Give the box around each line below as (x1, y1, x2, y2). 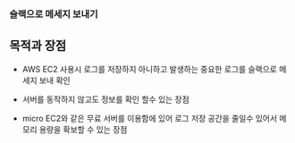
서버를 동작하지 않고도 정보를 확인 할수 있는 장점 (21, 94, 190, 105)
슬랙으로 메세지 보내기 (9, 7, 98, 20)
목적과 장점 (9, 38, 67, 54)
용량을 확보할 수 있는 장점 (38, 123, 128, 135)
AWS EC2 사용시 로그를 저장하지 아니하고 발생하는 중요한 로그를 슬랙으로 (21, 63, 277, 74)
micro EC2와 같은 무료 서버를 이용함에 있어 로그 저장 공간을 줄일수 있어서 (21, 113, 278, 123)
